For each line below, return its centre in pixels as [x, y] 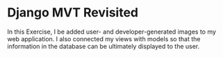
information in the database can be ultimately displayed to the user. [104, 46]
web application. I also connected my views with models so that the [104, 38]
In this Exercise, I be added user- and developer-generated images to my [112, 32]
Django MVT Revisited [73, 13]
